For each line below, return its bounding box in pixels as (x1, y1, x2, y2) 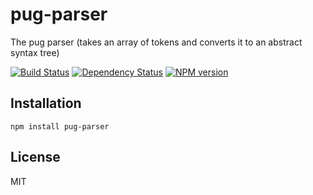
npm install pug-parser (10, 121, 110, 132)
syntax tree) (10, 46, 60, 58)
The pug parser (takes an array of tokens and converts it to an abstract (10, 36, 303, 48)
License (10, 149, 61, 166)
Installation (10, 95, 82, 112)
